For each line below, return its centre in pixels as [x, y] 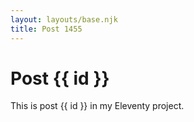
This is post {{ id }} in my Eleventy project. [97, 106]
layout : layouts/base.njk [64, 19]
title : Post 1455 [46, 29]
